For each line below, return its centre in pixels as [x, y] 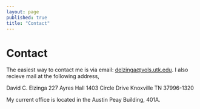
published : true [27, 18]
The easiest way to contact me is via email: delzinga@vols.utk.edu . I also [97, 70]
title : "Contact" [28, 23]
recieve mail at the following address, [53, 76]
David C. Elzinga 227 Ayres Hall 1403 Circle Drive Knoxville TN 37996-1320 [100, 88]
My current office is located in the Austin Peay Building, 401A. [83, 100]
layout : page [23, 12]
